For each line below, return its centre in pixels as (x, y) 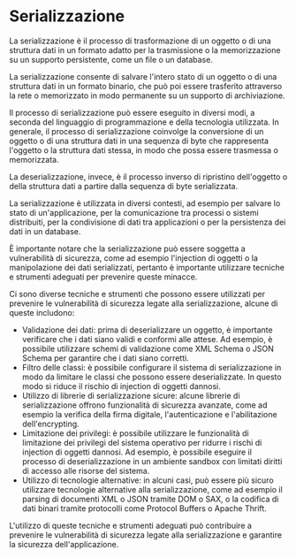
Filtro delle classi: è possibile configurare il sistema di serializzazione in (152, 367)
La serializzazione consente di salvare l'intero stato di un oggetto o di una (143, 76)
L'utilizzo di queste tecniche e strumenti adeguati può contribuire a (130, 525)
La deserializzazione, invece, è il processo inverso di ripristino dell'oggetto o (148, 176)
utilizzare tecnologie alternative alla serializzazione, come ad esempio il (152, 489)
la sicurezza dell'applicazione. (64, 544)
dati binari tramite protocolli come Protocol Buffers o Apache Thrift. (144, 508)
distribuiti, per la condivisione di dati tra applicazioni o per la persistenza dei (148, 222)
